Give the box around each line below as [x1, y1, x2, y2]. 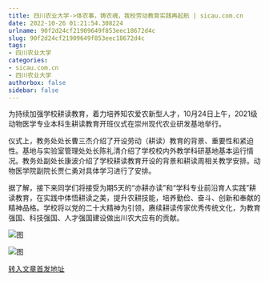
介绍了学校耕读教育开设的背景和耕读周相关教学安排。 [78, 156, 254, 166]
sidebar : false [8, 86, 59, 94]
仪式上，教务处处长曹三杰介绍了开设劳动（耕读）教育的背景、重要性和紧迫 [8, 136, 254, 146]
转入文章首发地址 [8, 264, 65, 274]
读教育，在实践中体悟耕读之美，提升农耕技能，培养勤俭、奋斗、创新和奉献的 [8, 193, 261, 203]
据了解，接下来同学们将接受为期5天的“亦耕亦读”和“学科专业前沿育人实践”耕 [8, 183, 256, 193]
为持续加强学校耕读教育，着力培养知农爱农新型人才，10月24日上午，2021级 [8, 109, 258, 118]
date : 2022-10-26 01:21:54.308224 [8, 19, 124, 27]
